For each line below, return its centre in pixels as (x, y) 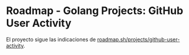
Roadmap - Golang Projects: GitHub (95, 11)
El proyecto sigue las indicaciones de (51, 39)
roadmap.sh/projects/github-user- (139, 39)
